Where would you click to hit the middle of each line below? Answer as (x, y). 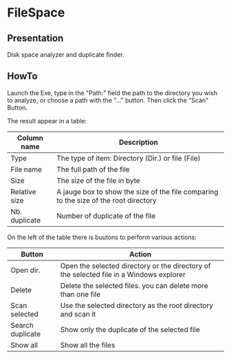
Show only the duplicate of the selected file (130, 329)
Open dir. (26, 270)
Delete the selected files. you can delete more (134, 285)
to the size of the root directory (107, 200)
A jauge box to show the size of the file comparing (137, 192)
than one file (80, 294)
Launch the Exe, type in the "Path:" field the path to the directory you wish (112, 93)
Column (30, 138)
